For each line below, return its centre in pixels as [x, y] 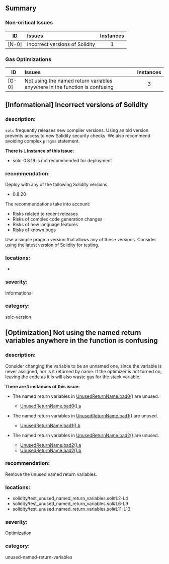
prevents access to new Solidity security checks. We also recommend [78, 135]
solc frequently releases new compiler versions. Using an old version [77, 130]
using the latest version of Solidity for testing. [52, 245]
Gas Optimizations [28, 59]
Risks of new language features [45, 224]
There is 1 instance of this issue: [40, 151]
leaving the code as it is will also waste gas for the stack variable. [73, 377]
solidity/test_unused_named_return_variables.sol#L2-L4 [70, 499]
